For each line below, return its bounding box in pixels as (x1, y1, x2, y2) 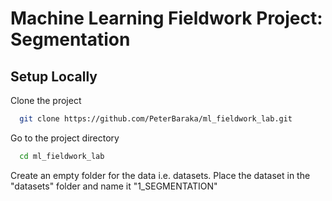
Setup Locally (10, 68, 98, 85)
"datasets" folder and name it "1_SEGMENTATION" (10, 180, 218, 192)
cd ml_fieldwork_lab (19, 151, 105, 161)
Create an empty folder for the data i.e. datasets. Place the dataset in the (10, 169, 311, 181)
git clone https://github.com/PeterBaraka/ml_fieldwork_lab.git (19, 114, 293, 124)
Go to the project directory (10, 132, 120, 144)
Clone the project (10, 95, 82, 106)
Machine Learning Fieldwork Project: (10, 7, 323, 30)
